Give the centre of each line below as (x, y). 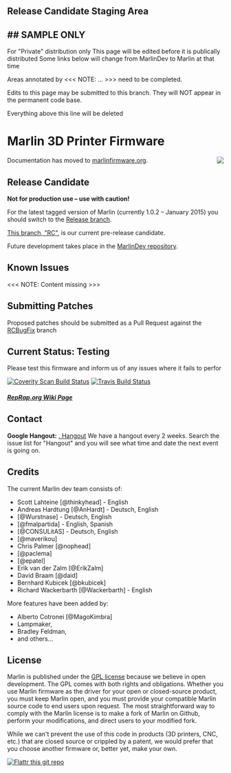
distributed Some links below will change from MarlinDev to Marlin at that (111, 59)
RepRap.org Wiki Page (40, 397)
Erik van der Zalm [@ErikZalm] (60, 568)
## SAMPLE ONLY (46, 35)
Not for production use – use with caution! (68, 199)
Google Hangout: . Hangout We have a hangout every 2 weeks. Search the (113, 435)
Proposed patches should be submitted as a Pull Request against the (104, 323)
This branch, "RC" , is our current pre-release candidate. (86, 232)
